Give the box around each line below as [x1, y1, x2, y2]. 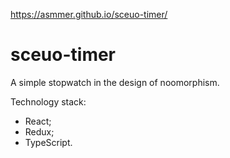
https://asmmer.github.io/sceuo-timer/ [10, 9, 168, 20]
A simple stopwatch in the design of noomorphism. [10, 76, 220, 88]
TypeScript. [24, 136, 73, 148]
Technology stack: [10, 95, 87, 108]
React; [24, 115, 52, 127]
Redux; [24, 125, 55, 138]
